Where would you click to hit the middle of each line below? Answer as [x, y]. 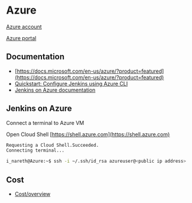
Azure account [24, 27]
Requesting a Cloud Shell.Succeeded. [53, 145]
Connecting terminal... [35, 151]
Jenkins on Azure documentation [55, 90]
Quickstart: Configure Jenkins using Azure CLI [71, 83]
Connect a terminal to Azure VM [45, 123]
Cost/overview [32, 194]
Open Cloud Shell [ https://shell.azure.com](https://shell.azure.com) [88, 134]
